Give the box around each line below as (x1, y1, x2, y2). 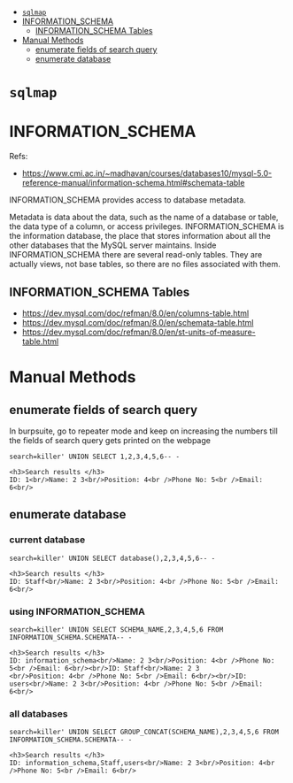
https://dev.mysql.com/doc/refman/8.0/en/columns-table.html (21, 308, 250, 319)
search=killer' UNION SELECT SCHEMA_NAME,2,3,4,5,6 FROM (9, 625, 224, 634)
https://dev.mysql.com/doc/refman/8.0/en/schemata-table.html (21, 317, 254, 327)
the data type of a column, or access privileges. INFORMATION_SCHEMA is (9, 221, 285, 232)
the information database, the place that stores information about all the (9, 231, 272, 242)
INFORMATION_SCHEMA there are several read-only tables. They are (9, 249, 263, 260)
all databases (9, 707, 68, 719)
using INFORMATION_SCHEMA (9, 605, 146, 618)
